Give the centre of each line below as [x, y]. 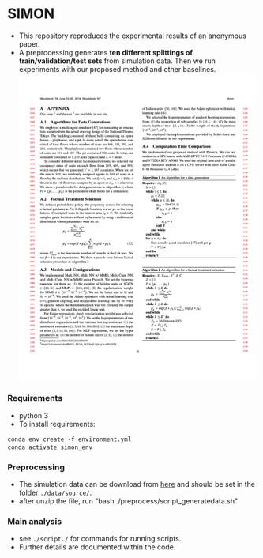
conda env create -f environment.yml [70, 439]
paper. [29, 43]
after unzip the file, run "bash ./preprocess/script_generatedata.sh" [128, 501]
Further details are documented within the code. [97, 547]
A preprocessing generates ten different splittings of [106, 52]
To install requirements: [57, 424]
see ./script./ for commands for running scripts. [100, 539]
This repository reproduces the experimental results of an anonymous [132, 36]
